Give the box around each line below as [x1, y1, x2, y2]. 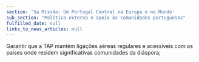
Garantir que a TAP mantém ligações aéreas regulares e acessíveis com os [6, 43, 193, 50]
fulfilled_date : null [6, 20, 61, 26]
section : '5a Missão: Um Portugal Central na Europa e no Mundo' [6, 9, 175, 15]
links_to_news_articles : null [6, 26, 83, 32]
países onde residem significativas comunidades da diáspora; [6, 49, 161, 57]
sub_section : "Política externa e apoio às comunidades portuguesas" [6, 15, 186, 21]
